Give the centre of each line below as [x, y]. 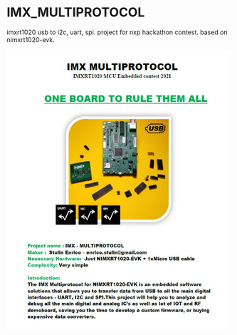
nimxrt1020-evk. [31, 39]
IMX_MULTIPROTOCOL [76, 12]
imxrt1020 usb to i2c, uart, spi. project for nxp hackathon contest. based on [117, 32]
